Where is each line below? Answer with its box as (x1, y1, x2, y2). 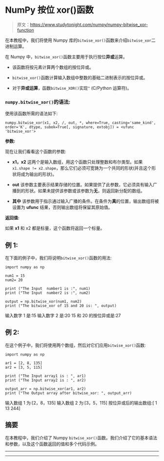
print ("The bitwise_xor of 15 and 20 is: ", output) (5, 304, 117, 308)
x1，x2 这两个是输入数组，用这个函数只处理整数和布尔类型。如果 (12, 159, 143, 165)
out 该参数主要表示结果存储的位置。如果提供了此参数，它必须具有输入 (12, 182, 153, 188)
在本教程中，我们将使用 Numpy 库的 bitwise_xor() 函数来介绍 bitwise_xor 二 (5, 37, 156, 43)
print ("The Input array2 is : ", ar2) (5, 378, 86, 383)
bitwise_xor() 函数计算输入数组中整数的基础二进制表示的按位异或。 (12, 75, 148, 80)
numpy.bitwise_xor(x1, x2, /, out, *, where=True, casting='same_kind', (5, 121, 156, 126)
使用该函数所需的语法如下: (5, 111, 58, 117)
